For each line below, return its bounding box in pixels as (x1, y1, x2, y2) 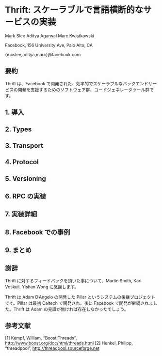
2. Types (5, 125, 32, 133)
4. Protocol (5, 158, 39, 166)
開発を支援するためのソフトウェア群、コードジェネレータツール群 (17, 87, 149, 93)
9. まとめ (5, 246, 32, 254)
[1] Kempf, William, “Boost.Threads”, (5, 335, 77, 341)
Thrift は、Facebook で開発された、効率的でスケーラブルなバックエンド (5, 80, 149, 86)
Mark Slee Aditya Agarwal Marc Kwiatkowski (5, 32, 95, 39)
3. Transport (5, 141, 44, 150)
